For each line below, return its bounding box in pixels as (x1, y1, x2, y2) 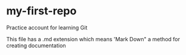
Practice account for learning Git (6, 24, 88, 31)
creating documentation (6, 42, 67, 49)
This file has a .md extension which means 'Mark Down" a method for (6, 35, 181, 42)
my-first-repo (6, 4, 77, 18)
